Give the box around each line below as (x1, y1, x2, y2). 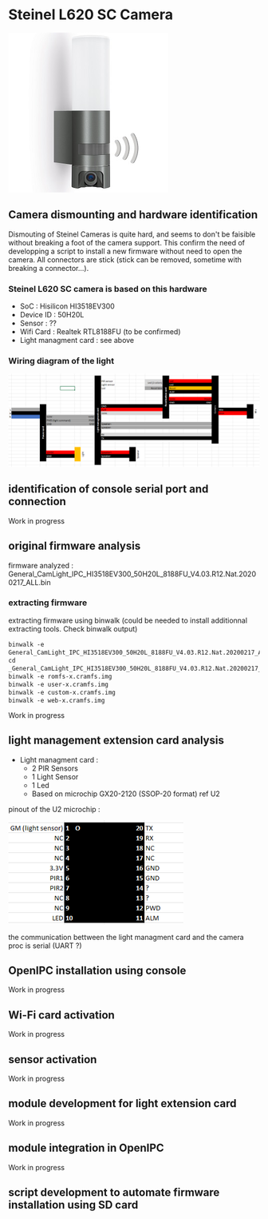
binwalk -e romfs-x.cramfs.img (8, 672, 112, 680)
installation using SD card (8, 1198, 139, 1212)
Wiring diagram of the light (8, 355, 114, 366)
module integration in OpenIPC (8, 1141, 165, 1155)
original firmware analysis (8, 540, 141, 553)
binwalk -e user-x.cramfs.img (8, 680, 109, 688)
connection (8, 495, 66, 508)
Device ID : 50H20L (19, 310, 85, 320)
